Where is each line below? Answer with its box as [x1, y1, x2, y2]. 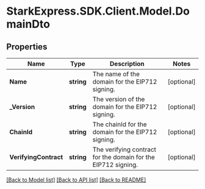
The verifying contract [92, 145, 157, 154]
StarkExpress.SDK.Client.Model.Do [6, 4, 190, 18]
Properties [6, 41, 48, 52]
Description [109, 60, 145, 68]
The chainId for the [92, 120, 148, 129]
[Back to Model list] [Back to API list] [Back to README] [6, 176, 146, 184]
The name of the [92, 70, 140, 78]
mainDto [6, 17, 51, 31]
